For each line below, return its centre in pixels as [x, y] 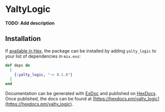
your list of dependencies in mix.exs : [43, 56]
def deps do [17, 65]
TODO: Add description [30, 23]
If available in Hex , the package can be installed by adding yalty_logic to [81, 50]
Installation [23, 39]
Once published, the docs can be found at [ [50, 99]
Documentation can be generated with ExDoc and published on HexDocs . [81, 93]
